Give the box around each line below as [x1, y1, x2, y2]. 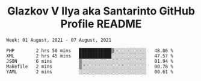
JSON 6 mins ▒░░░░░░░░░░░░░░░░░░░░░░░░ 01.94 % [6, 58, 173, 64]
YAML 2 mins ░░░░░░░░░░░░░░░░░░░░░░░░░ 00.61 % [6, 68, 173, 75]
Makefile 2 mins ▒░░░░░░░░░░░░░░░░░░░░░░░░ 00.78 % [6, 63, 173, 70]
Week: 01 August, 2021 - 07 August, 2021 [6, 37, 112, 43]
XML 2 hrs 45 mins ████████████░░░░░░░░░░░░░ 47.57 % [6, 53, 173, 59]
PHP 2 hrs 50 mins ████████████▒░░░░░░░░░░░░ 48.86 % [6, 47, 173, 54]
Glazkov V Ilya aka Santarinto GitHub [7, 4, 196, 18]
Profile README [60, 17, 142, 31]
